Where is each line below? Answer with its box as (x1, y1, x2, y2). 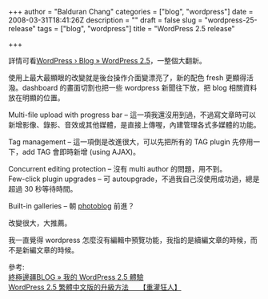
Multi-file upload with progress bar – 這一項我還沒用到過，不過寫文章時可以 (8, 110, 257, 119)
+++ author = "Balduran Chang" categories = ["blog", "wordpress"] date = (8, 7, 254, 16)
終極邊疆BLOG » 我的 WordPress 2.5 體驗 (8, 273, 144, 281)
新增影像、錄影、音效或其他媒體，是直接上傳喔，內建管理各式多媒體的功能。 (8, 120, 261, 129)
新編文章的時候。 (22, 245, 78, 255)
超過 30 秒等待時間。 (8, 184, 78, 193)
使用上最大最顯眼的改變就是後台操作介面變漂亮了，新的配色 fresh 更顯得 (8, 73, 246, 83)
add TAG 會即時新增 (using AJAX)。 (22, 147, 140, 156)
